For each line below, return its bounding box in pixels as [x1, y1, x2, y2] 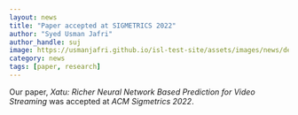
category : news [9, 54, 66, 63]
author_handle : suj [9, 37, 82, 47]
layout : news [9, 12, 58, 22]
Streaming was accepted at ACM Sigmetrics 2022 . [9, 96, 194, 106]
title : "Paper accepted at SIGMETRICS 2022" [9, 21, 176, 30]
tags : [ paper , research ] [9, 63, 101, 72]
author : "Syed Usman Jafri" [9, 29, 114, 38]
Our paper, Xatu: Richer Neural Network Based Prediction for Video [9, 86, 255, 97]
